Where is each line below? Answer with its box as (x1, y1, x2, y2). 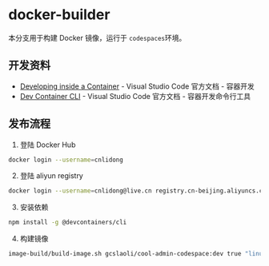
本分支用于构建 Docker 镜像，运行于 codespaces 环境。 (8, 33, 187, 42)
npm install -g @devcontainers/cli (8, 218, 127, 227)
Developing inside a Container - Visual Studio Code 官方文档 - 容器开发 (19, 81, 255, 91)
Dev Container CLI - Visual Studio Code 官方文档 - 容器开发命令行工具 (19, 91, 251, 101)
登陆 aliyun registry (19, 171, 84, 181)
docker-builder (8, 6, 110, 24)
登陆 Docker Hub (19, 140, 76, 149)
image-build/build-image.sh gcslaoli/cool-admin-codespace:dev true (8, 250, 242, 258)
